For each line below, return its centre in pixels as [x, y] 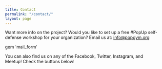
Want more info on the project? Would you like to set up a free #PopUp [76, 33]
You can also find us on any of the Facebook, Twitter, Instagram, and [74, 56]
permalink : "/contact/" [29, 14]
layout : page [18, 18]
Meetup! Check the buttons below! [40, 62]
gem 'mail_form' [21, 47]
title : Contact [20, 9]
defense [13, 37]
